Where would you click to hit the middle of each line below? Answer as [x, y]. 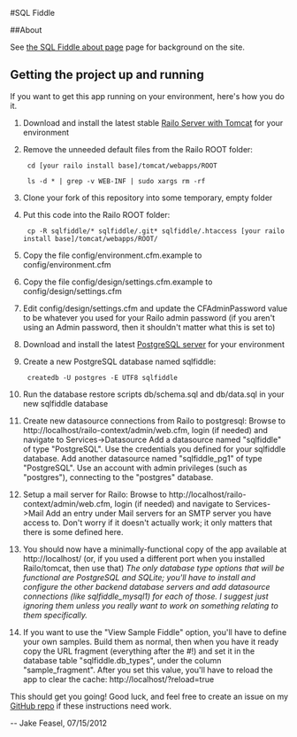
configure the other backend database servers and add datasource [146, 586]
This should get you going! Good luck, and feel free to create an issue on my [149, 696]
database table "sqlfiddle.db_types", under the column [122, 660]
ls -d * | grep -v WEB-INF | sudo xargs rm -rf [116, 181]
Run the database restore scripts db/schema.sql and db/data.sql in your [154, 394]
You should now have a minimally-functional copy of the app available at [155, 549]
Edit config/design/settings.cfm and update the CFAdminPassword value [155, 308]
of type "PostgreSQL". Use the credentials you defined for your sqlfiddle [154, 449]
